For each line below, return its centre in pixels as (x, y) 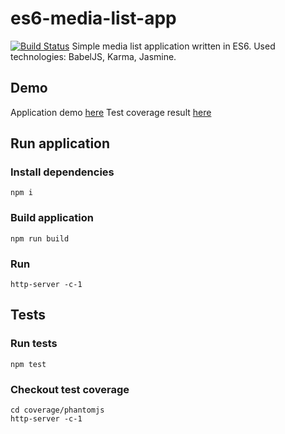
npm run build (40, 238)
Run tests (34, 344)
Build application (52, 218)
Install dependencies (62, 172)
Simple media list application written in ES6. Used (173, 46)
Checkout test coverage (70, 389)
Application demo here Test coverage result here (111, 112)
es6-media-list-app (93, 18)
